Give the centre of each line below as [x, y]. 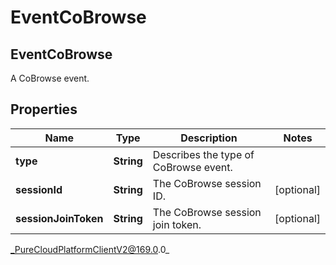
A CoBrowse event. [50, 78]
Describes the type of [203, 154]
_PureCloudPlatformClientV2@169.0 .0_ [90, 249]
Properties [44, 109]
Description [209, 138]
